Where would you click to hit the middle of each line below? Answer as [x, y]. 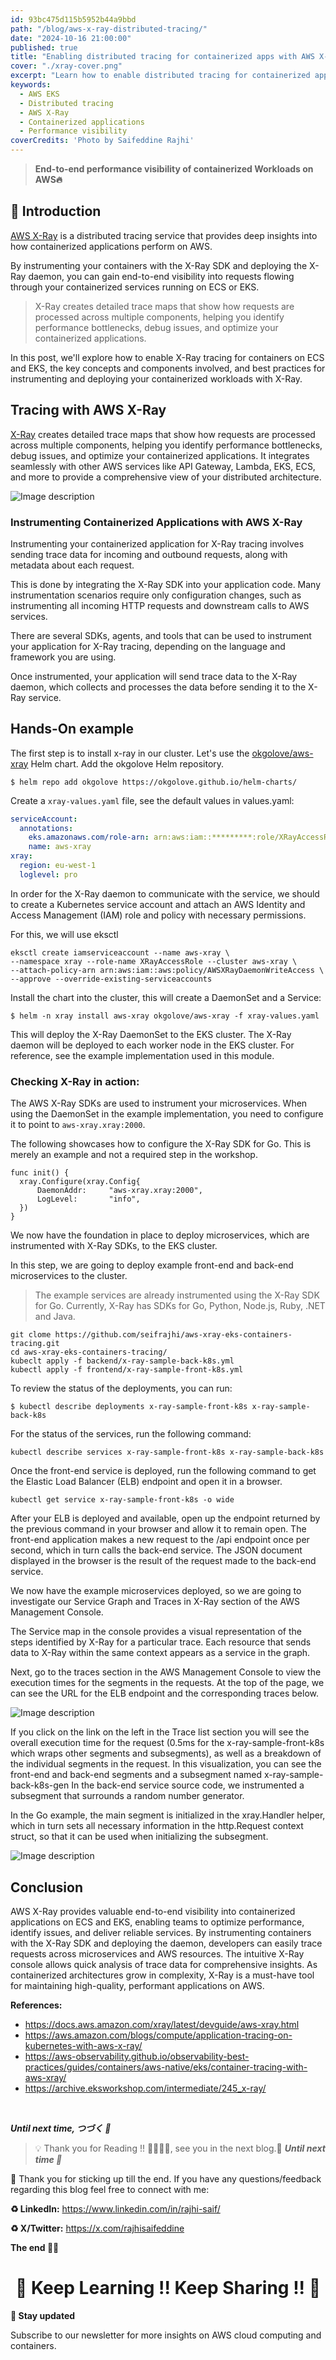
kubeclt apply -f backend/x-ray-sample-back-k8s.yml [122, 1361]
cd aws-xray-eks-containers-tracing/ [89, 1352]
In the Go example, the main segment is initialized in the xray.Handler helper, [168, 1815]
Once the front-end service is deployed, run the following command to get [163, 1471]
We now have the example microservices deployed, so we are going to [156, 1591]
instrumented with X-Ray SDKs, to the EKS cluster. [114, 1246]
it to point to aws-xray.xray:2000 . [78, 1125]
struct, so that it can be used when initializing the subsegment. [139, 1837]
